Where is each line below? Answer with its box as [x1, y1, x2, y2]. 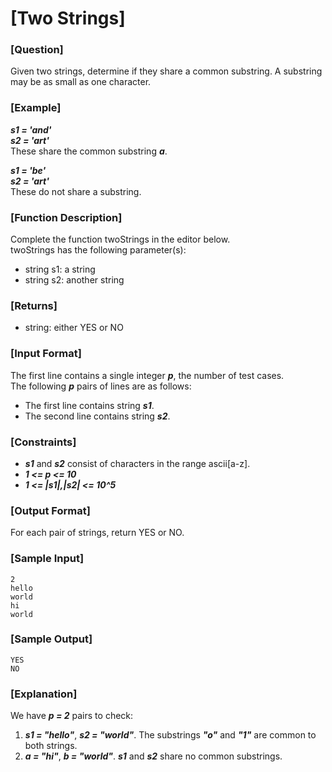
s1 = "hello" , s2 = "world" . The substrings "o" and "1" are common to [24, 729, 317, 741]
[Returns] [10, 299, 58, 312]
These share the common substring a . [10, 145, 168, 157]
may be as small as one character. [10, 76, 152, 88]
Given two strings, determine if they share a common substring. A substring [10, 65, 323, 77]
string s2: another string [24, 274, 125, 286]
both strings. [24, 740, 78, 752]
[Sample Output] [10, 632, 93, 646]
